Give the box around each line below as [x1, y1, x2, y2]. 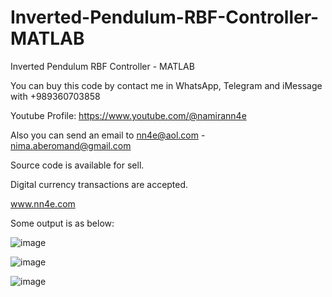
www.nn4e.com [10, 197, 76, 210]
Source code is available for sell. [10, 159, 145, 171]
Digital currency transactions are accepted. [10, 178, 189, 190]
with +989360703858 [10, 90, 101, 102]
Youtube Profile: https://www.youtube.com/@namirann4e [10, 109, 247, 121]
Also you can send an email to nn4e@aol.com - [10, 129, 206, 141]
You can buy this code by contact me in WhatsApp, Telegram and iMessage [10, 79, 323, 91]
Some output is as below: [10, 217, 115, 229]
